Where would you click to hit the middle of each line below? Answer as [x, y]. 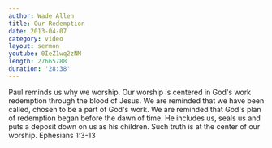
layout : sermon [34, 46]
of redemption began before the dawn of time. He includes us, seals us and [135, 118]
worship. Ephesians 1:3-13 [52, 135]
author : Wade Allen [41, 16]
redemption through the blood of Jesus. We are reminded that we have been [136, 100]
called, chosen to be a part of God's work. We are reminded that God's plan [135, 109]
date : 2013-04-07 [38, 31]
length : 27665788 [38, 62]
